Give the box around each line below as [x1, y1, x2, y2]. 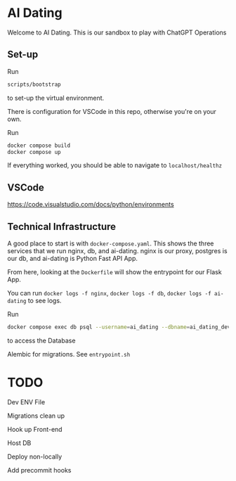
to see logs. [27, 297, 62, 304]
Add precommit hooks [7, 466, 72, 474]
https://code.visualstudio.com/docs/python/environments [7, 200, 174, 209]
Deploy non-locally [7, 452, 63, 461]
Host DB [7, 438, 32, 447]
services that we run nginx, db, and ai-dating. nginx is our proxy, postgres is [7, 247, 228, 255]
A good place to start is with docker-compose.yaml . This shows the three [7, 239, 214, 248]
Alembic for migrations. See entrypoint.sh [7, 349, 131, 358]
